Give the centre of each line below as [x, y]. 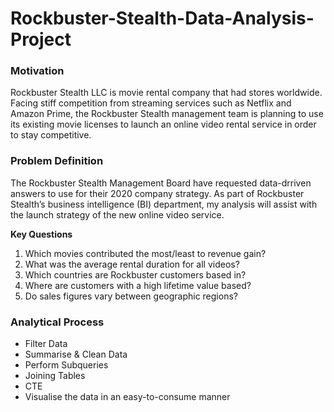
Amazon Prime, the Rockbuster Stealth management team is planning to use [167, 114]
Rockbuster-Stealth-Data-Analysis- [162, 18]
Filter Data [46, 344]
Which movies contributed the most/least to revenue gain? [145, 253]
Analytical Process [57, 322]
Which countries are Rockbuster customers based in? [135, 274]
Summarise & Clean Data [76, 354]
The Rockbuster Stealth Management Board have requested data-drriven [161, 183]
